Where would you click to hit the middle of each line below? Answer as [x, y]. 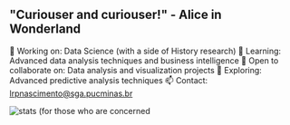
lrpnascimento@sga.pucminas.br [71, 93]
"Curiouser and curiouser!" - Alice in [116, 15]
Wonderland [45, 29]
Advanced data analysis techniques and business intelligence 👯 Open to [144, 60]
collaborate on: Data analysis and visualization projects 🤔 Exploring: [136, 70]
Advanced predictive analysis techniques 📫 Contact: [109, 80]
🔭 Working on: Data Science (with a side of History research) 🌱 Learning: [145, 51]
